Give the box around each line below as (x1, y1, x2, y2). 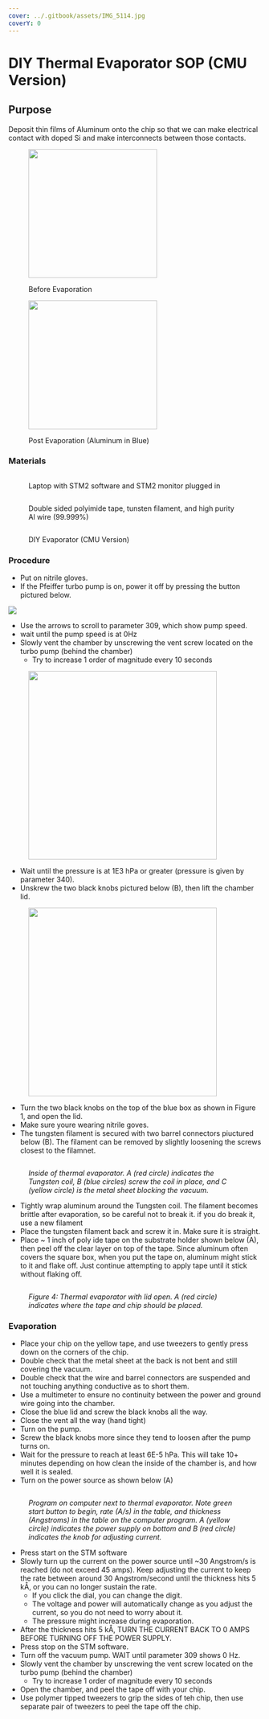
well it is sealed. (19, 1467, 74, 1477)
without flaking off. (19, 1269, 83, 1279)
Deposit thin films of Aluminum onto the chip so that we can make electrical (8, 124, 259, 134)
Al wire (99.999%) (28, 512, 89, 521)
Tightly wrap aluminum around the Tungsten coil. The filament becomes (19, 1201, 259, 1211)
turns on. (19, 1441, 51, 1451)
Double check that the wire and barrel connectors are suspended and (19, 1373, 251, 1383)
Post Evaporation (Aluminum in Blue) (28, 435, 150, 445)
